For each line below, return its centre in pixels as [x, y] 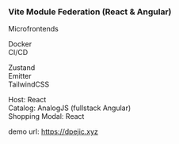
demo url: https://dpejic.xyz [53, 131]
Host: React [27, 100]
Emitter [20, 76]
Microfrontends [34, 29]
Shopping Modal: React [46, 116]
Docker [20, 44]
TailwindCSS [29, 84]
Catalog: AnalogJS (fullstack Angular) [70, 108]
